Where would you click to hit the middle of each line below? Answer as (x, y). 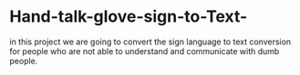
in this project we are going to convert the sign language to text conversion (150, 42)
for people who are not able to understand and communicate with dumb (145, 51)
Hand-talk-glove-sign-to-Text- (129, 17)
